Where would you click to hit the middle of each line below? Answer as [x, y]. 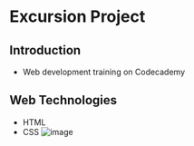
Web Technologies [63, 100]
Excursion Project [78, 17]
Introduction [45, 50]
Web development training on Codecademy [104, 72]
